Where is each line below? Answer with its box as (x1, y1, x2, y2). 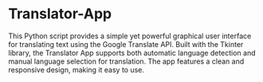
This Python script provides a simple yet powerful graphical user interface (8, 31, 252, 41)
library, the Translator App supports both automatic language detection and (8, 48, 257, 57)
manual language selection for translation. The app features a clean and (8, 57, 245, 66)
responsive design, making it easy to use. (8, 64, 145, 74)
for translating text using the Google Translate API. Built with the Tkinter (8, 39, 244, 49)
